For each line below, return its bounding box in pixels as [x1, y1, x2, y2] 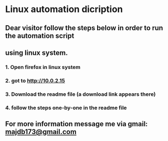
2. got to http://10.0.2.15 [5, 77, 65, 84]
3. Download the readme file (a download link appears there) [5, 91, 156, 98]
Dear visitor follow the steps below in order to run [5, 24, 163, 32]
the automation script [5, 31, 74, 40]
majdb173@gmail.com [5, 127, 77, 136]
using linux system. [5, 48, 68, 57]
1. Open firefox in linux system [5, 63, 80, 70]
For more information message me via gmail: [5, 120, 148, 128]
